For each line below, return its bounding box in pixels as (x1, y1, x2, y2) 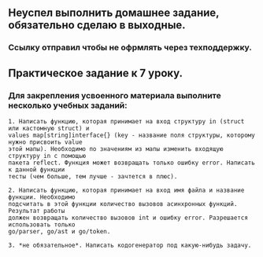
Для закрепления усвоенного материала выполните (8, 90, 222, 101)
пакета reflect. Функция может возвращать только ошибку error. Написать (8, 159, 256, 167)
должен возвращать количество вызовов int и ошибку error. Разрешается (8, 214, 248, 222)
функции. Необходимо (8, 193, 76, 201)
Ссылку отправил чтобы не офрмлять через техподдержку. (8, 42, 252, 53)
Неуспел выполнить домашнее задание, (8, 6, 220, 20)
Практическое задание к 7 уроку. (8, 66, 183, 79)
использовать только (8, 221, 76, 229)
